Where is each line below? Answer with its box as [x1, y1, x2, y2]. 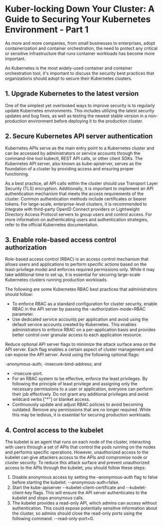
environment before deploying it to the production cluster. [28, 118, 143, 124]
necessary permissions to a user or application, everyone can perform [12, 386, 153, 392]
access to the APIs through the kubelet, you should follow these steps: [5, 465, 146, 471]
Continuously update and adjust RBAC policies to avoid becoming [12, 401, 144, 407]
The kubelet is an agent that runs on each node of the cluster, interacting [5, 439, 151, 445]
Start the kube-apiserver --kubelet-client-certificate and [12, 485, 125, 490]
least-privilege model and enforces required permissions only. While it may [5, 267, 155, 272]
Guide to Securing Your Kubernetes [5, 14, 151, 25]
